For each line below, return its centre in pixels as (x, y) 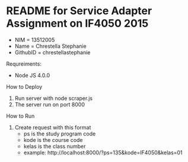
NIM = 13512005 (35, 40)
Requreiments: (24, 64)
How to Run (20, 116)
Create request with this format (53, 127)
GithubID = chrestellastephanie (52, 52)
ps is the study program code (60, 134)
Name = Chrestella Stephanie (51, 46)
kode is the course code (53, 140)
